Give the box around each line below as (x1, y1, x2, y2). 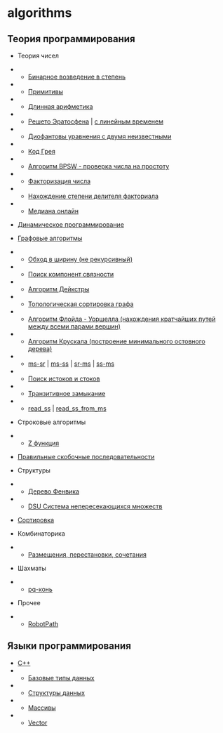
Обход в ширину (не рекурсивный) (27, 255, 133, 263)
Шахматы (17, 564, 47, 572)
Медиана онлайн (27, 207, 79, 215)
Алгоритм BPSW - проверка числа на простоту (27, 162, 170, 170)
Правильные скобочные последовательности (17, 453, 155, 461)
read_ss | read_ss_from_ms (27, 404, 107, 412)
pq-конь (27, 585, 53, 593)
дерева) (27, 345, 53, 352)
